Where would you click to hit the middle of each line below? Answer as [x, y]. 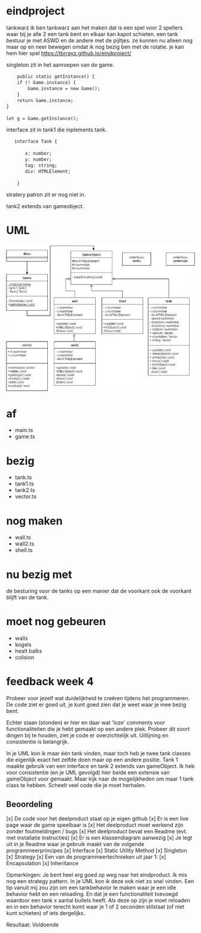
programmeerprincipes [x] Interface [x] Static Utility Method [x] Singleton [97, 850]
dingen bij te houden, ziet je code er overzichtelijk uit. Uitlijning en [87, 736]
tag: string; [41, 165]
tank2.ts [25, 490]
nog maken [34, 521]
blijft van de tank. [28, 598]
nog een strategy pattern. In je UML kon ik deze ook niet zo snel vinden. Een [100, 881]
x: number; [38, 153]
